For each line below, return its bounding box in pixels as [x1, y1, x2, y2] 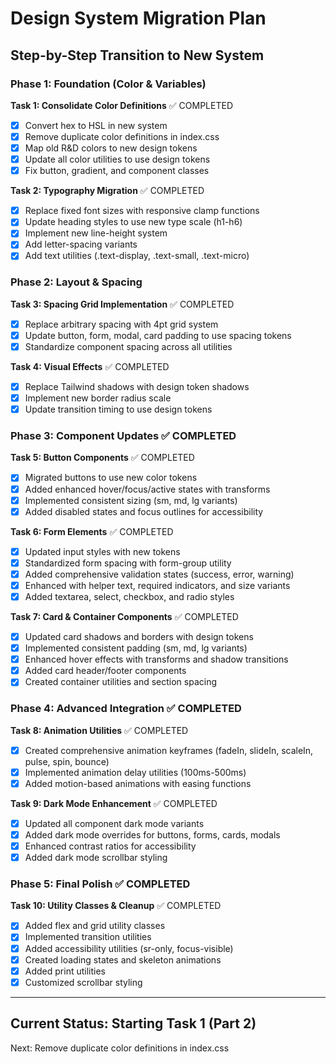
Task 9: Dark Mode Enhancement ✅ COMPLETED [10, 797, 218, 809]
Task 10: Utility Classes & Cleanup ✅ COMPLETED [10, 900, 222, 912]
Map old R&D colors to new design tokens [24, 142, 198, 154]
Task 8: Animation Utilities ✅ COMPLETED [10, 724, 189, 736]
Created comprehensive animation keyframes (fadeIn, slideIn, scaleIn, [24, 744, 314, 756]
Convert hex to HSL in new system [24, 119, 168, 131]
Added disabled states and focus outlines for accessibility [24, 505, 264, 517]
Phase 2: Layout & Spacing [10, 275, 143, 289]
